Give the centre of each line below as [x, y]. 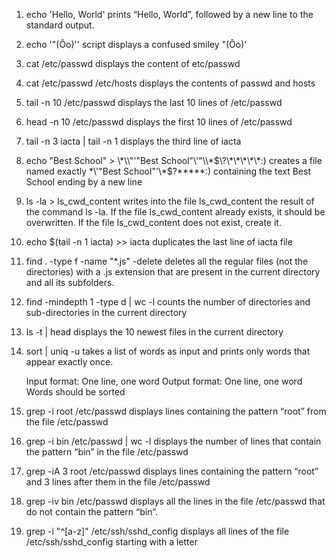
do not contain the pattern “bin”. [92, 512]
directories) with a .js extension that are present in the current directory [173, 272]
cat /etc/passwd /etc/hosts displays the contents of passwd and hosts [170, 83]
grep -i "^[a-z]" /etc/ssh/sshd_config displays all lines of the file [157, 531]
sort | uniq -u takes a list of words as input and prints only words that [168, 351]
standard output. [60, 25]
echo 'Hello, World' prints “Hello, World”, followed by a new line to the [169, 14]
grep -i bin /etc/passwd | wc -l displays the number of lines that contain [173, 441]
